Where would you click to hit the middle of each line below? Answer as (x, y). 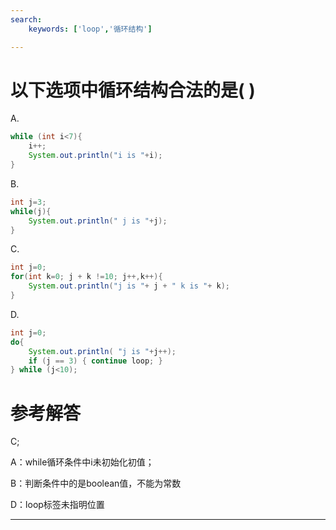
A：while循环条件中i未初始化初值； (82, 462)
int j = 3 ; (28, 202)
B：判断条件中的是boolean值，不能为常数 (96, 483)
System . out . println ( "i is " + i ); (95, 156)
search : (26, 19)
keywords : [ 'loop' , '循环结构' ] (90, 29)
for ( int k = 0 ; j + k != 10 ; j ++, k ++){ (86, 277)
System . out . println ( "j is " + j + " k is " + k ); (129, 286)
